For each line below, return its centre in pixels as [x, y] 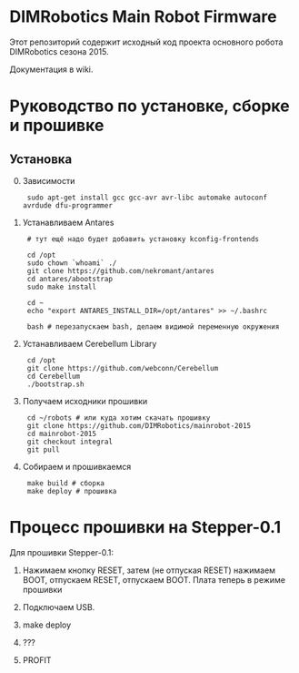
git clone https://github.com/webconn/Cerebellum [123, 368]
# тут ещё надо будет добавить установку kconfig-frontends [143, 239]
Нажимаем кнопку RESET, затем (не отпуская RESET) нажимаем [149, 570]
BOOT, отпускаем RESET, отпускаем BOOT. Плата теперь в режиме [154, 579]
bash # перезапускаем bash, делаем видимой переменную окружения [153, 326]
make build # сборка [65, 483]
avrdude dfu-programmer [68, 205]
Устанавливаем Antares [68, 222]
